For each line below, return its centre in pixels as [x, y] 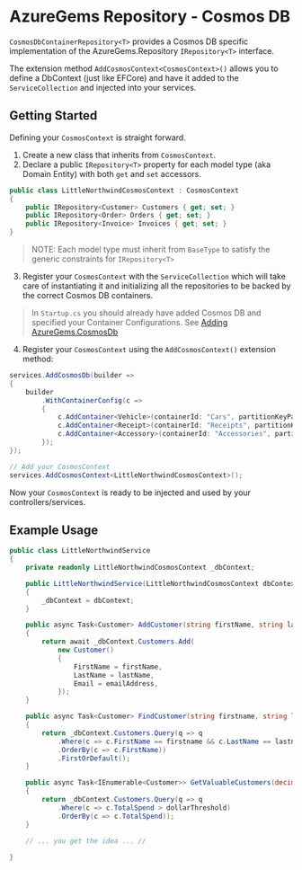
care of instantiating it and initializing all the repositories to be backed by [156, 286]
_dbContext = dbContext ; [88, 600]
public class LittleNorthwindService [80, 551]
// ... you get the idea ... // [86, 841]
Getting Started [53, 115]
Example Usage [54, 530]
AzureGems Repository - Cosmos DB [150, 17]
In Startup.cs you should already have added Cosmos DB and [146, 313]
